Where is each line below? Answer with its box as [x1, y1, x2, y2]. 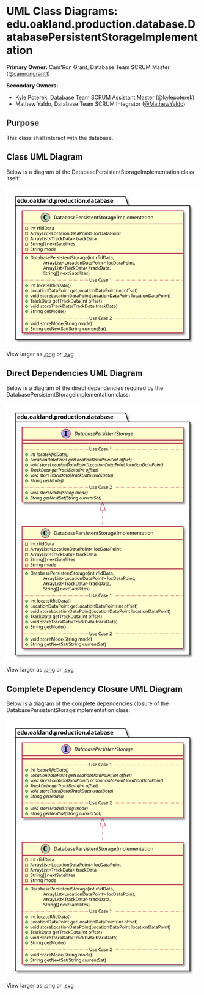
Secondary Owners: [6, 81, 59, 89]
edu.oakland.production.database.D [6, 17, 195, 31]
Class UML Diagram [6, 152, 83, 163]
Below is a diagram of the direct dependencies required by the [6, 384, 164, 392]
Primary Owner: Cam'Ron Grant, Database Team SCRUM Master [6, 63, 170, 71]
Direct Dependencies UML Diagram [6, 368, 143, 378]
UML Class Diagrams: [6, 4, 118, 18]
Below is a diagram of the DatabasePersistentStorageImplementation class [6, 168, 194, 175]
